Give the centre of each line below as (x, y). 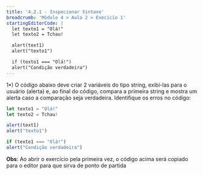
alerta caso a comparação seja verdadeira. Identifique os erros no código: (99, 97)
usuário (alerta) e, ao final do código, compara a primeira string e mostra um (102, 91)
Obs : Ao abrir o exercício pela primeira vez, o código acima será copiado (97, 159)
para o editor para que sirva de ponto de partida (66, 165)
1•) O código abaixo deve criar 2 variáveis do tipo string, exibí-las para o (97, 85)
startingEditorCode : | (35, 23)
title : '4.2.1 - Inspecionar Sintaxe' (55, 12)
